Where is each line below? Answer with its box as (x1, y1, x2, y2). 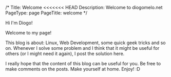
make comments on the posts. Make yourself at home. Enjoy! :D (5, 66, 140, 72)
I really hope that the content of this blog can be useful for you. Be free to (5, 61, 161, 66)
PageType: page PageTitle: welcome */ (5, 10, 88, 16)
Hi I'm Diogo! (5, 20, 33, 26)
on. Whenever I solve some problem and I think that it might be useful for (5, 45, 160, 51)
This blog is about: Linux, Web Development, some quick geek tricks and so (5, 40, 166, 46)
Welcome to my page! (5, 30, 52, 35)
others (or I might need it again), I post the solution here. (5, 51, 125, 56)
